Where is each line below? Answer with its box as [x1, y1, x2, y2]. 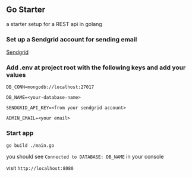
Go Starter [6, 5, 46, 15]
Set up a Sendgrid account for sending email [6, 35, 137, 43]
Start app [6, 129, 34, 137]
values [6, 71, 26, 79]
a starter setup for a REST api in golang [6, 20, 102, 27]
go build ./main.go [6, 142, 55, 149]
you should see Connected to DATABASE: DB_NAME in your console [6, 153, 164, 160]
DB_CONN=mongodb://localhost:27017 [6, 84, 95, 91]
